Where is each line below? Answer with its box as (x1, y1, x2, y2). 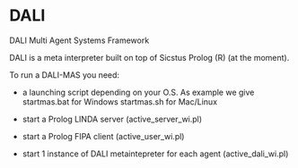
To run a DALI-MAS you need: (9, 69, 119, 80)
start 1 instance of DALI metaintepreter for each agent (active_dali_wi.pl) (22, 148, 289, 159)
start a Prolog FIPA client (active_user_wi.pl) (22, 130, 185, 141)
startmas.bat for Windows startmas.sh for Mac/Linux (22, 96, 218, 107)
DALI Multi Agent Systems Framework (9, 35, 150, 46)
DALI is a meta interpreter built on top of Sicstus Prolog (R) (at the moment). (9, 52, 290, 63)
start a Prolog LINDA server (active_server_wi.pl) (22, 113, 203, 124)
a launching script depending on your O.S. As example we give (22, 87, 255, 97)
